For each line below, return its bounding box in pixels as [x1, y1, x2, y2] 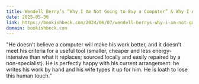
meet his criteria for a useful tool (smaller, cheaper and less [6, 48, 151, 55]
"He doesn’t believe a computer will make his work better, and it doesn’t [6, 41, 182, 48]
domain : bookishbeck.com [6, 25, 68, 31]
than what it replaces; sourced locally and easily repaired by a [29, 53, 181, 61]
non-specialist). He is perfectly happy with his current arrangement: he [6, 60, 179, 67]
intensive [6, 53, 28, 61]
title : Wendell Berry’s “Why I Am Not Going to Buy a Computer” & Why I [6, 8, 190, 15]
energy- [152, 48, 172, 55]
